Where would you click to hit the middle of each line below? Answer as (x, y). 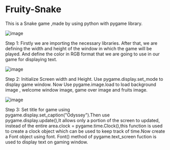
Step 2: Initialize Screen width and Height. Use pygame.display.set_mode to (84, 79)
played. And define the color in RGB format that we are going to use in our (82, 54)
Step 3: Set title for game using (38, 109)
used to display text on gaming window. (47, 142)
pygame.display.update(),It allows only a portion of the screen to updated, (82, 120)
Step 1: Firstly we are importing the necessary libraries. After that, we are (81, 43)
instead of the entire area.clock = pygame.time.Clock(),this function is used (84, 126)
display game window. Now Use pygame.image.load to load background (81, 84)
